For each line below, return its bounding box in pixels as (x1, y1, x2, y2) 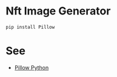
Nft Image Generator (5, 4, 111, 18)
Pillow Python (14, 64, 49, 71)
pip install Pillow (5, 24, 55, 30)
